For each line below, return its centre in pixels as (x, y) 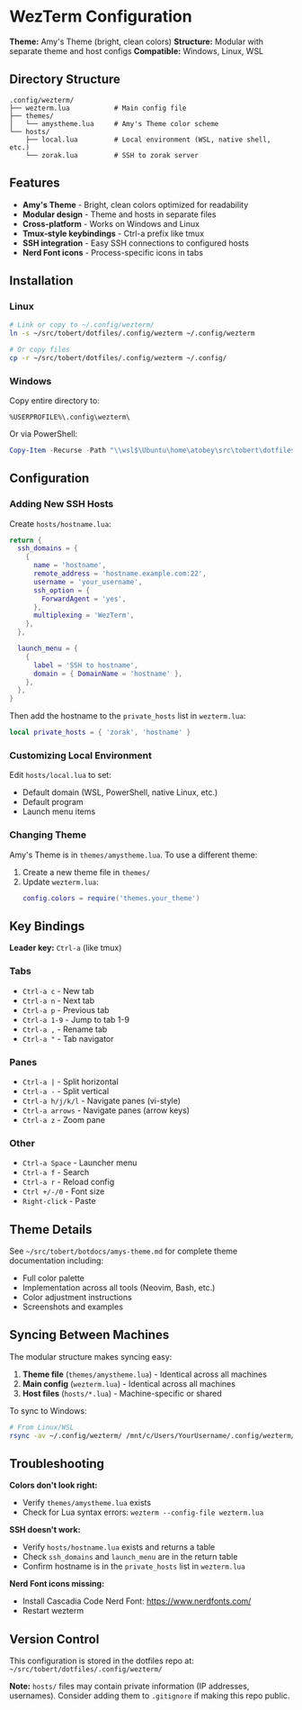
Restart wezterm (53, 1611)
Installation (41, 280)
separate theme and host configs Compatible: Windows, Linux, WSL (137, 50)
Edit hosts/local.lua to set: (61, 775)
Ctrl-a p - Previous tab (66, 1009)
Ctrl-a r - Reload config (68, 1182)
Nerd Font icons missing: (57, 1584)
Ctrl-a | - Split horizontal (70, 1081)
